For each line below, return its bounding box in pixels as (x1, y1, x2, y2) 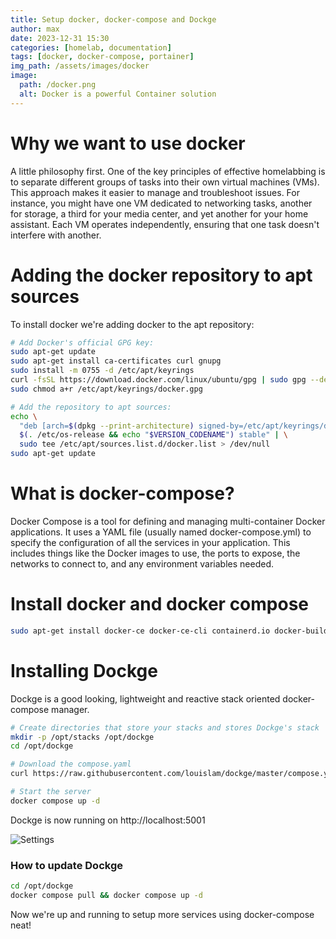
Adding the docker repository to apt (10, 264, 313, 286)
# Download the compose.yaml (10, 759, 132, 770)
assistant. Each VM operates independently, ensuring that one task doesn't (10, 218, 320, 230)
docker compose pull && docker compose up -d (10, 890, 203, 900)
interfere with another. (10, 229, 102, 241)
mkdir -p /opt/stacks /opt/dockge (10, 732, 155, 742)
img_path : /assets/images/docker (10, 61, 150, 71)
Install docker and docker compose (10, 593, 310, 616)
